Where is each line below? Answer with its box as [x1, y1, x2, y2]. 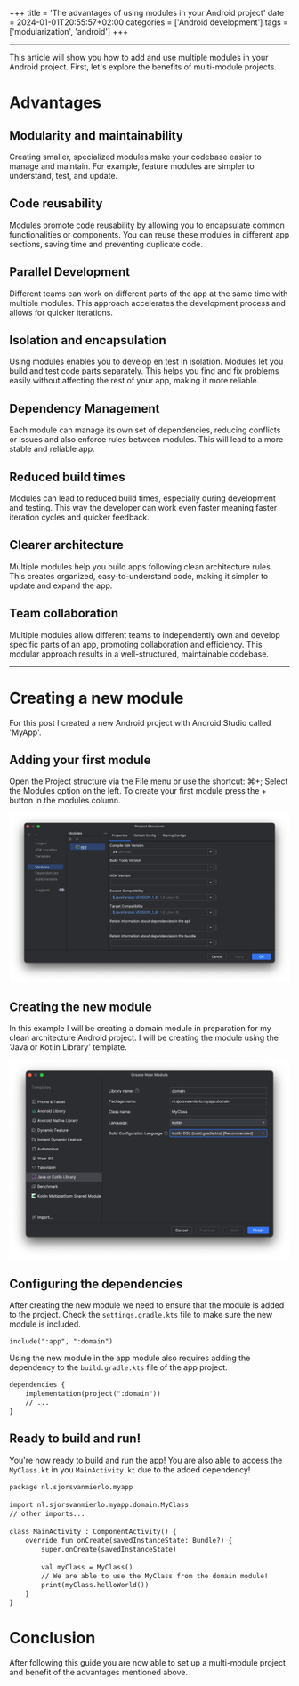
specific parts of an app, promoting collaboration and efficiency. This [9, 639, 263, 649]
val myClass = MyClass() [41, 1562, 133, 1571]
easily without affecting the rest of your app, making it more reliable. [9, 375, 260, 386]
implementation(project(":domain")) [25, 1390, 162, 1399]
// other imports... [9, 1509, 86, 1518]
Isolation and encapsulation [9, 333, 166, 348]
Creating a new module [9, 688, 184, 708]
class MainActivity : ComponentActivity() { [9, 1527, 177, 1536]
